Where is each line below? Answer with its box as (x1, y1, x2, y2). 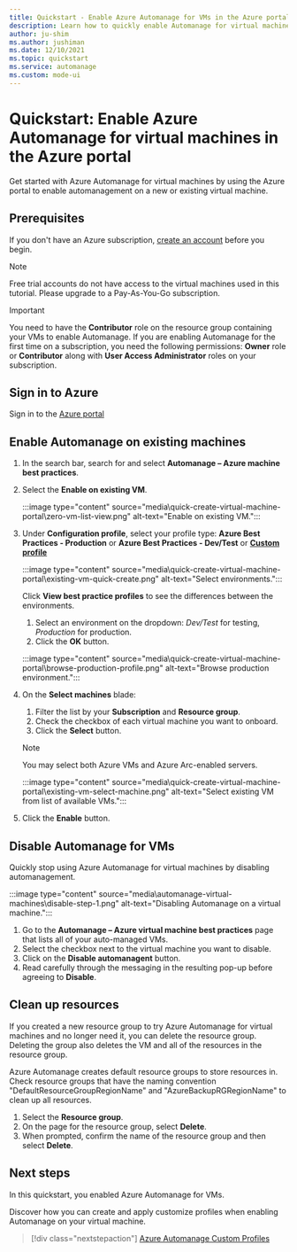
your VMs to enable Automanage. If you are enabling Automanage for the (9, 331, 276, 342)
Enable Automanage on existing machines (9, 434, 247, 449)
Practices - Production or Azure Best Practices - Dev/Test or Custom (21, 538, 280, 548)
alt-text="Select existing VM (171, 786, 274, 797)
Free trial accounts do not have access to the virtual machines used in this (9, 278, 280, 289)
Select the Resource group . (21, 1111, 124, 1122)
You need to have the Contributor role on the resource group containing (9, 322, 272, 332)
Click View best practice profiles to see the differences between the (21, 591, 274, 602)
